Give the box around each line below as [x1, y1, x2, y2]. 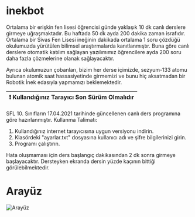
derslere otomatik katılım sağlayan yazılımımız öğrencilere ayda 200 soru [6, 48, 182, 55]
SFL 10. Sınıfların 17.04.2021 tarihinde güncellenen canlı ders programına [6, 110, 180, 117]
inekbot [6, 4, 45, 18]
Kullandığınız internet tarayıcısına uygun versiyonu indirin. [14, 128, 154, 135]
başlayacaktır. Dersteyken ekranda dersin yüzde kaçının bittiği [6, 158, 156, 165]
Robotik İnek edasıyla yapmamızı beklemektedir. [6, 78, 122, 86]
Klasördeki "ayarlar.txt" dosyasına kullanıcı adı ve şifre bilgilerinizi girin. [14, 133, 187, 141]
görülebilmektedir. [6, 163, 50, 171]
